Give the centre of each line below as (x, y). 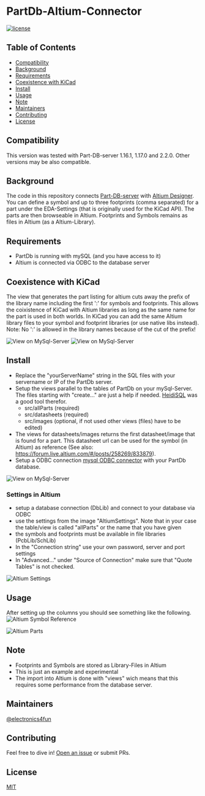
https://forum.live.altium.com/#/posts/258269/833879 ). (85, 453)
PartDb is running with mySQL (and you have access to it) (88, 256)
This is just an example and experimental (67, 671)
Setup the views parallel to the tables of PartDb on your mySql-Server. (104, 388)
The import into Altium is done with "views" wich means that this (97, 678)
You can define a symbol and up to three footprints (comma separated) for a (102, 202)
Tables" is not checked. (45, 567)
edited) (33, 427)
